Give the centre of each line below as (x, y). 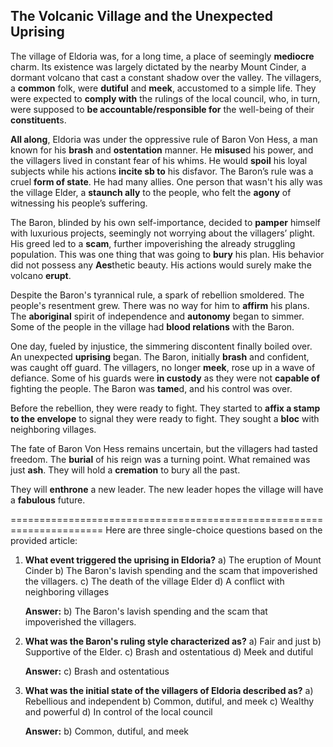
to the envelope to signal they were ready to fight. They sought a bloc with (165, 418)
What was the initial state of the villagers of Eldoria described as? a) (169, 690)
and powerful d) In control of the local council (118, 711)
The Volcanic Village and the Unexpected (141, 16)
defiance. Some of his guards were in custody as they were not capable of (165, 378)
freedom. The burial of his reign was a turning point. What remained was (160, 459)
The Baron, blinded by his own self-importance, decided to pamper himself (165, 222)
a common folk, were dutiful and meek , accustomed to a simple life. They (163, 88)
